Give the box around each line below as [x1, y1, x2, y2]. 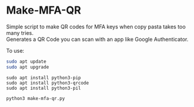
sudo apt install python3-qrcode [6, 80, 89, 86]
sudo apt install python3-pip [6, 74, 82, 80]
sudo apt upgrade [6, 64, 49, 70]
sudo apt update [6, 59, 46, 64]
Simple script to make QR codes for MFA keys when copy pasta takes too [6, 23, 186, 30]
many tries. [6, 29, 34, 36]
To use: [6, 47, 25, 54]
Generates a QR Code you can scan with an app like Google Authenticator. [6, 35, 189, 43]
